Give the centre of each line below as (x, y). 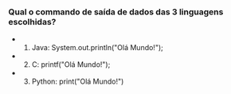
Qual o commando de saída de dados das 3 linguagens (116, 12)
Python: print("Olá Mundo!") (78, 81)
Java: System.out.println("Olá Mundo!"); (97, 48)
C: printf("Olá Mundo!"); (71, 65)
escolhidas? (32, 22)
